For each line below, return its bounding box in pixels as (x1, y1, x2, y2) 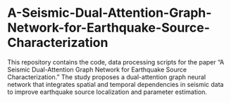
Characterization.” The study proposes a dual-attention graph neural (7, 72, 206, 81)
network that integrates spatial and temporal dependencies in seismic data (7, 80, 224, 88)
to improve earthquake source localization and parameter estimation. (7, 88, 208, 96)
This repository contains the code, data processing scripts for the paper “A (7, 57, 225, 66)
